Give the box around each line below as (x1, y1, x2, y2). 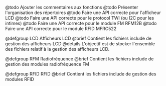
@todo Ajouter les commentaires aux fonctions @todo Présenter (5, 5, 138, 10)
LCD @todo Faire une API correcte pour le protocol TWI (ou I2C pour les (5, 15, 154, 21)
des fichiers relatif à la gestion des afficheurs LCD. (5, 46, 110, 52)
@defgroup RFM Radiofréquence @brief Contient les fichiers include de (5, 56, 154, 62)
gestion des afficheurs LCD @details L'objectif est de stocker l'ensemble (5, 41, 155, 47)
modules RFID (5, 76, 34, 82)
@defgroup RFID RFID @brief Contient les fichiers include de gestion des (5, 71, 156, 77)
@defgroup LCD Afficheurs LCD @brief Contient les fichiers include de (5, 35, 152, 41)
